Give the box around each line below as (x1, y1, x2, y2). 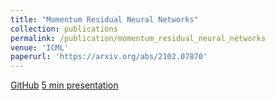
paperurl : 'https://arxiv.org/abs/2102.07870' (10, 52, 208, 62)
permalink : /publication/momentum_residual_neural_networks (10, 33, 267, 43)
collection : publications (10, 24, 118, 34)
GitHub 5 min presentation (10, 79, 119, 91)
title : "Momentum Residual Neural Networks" (10, 14, 199, 25)
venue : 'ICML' (10, 42, 70, 53)
